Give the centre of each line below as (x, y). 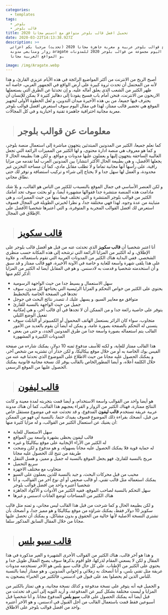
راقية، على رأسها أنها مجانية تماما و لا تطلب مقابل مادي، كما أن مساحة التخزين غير (82, 166)
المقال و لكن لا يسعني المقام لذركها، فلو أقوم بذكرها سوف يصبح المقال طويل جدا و (83, 560)
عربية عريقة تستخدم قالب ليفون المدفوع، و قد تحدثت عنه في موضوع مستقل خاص (82, 411)
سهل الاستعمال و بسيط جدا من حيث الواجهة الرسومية (63, 283)
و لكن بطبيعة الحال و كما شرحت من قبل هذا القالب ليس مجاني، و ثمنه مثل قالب (80, 505)
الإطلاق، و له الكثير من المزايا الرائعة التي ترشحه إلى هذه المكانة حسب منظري (78, 252)
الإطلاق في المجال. (23, 213)
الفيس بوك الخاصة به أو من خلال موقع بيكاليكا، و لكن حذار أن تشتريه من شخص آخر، (83, 351)
